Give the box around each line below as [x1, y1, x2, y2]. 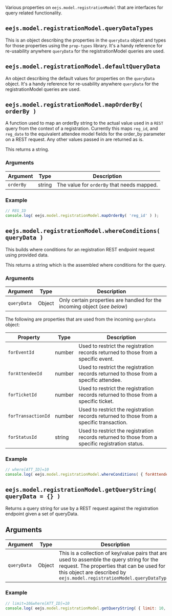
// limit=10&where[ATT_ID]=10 [5, 601, 70, 606]
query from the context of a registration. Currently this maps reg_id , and [5, 125, 158, 132]
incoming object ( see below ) [58, 303, 128, 310]
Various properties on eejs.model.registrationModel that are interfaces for [5, 5, 164, 10]
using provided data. [5, 252, 49, 258]
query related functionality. [5, 10, 62, 16]
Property [17, 333, 40, 341]
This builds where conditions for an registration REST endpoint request [5, 246, 155, 252]
